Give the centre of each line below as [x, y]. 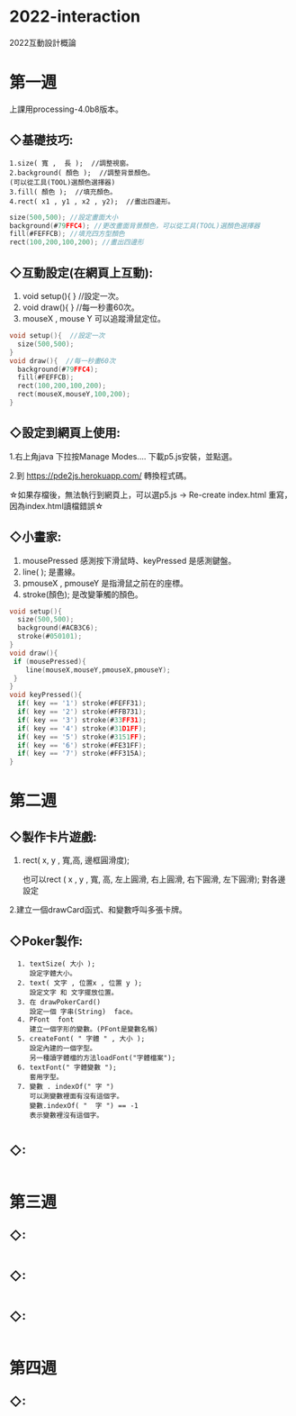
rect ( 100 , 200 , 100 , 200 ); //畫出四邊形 [76, 242]
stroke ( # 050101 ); [50, 637]
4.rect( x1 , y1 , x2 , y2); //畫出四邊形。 [92, 201]
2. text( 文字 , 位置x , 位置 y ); [80, 983]
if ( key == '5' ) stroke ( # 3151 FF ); [82, 737]
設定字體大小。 [53, 973]
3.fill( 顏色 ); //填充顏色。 [63, 192]
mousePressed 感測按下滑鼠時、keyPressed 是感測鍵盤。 [129, 560]
